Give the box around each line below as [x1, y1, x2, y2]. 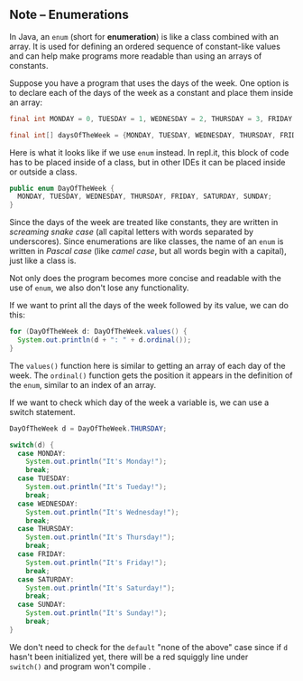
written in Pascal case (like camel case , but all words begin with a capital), [9, 246, 287, 257]
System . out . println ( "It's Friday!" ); [25, 558, 168, 567]
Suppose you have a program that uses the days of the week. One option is [9, 77, 289, 89]
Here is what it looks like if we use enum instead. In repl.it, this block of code [9, 147, 289, 157]
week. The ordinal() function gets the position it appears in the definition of [9, 370, 293, 381]
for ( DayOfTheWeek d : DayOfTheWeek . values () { [9, 327, 188, 336]
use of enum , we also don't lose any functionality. [9, 282, 189, 293]
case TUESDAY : [17, 474, 70, 483]
